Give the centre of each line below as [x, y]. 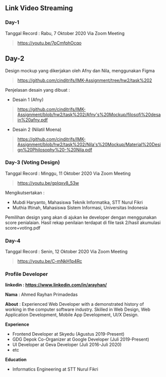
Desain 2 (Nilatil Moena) [37, 129]
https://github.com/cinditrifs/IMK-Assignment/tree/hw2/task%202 [84, 80]
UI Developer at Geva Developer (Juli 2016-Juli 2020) [67, 345]
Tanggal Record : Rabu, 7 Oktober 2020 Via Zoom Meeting [65, 33]
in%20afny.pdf [32, 120]
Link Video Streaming [39, 8]
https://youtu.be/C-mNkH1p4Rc [50, 261]
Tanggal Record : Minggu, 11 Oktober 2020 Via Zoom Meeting [68, 173]
